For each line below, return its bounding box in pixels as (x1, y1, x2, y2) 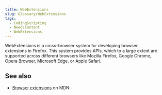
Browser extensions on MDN (12, 85, 69, 91)
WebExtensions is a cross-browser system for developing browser (5, 43, 138, 48)
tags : (5, 16, 16, 21)
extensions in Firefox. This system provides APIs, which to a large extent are (5, 48, 158, 54)
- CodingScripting (9, 20, 47, 26)
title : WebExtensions (5, 7, 49, 12)
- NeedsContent (9, 25, 40, 30)
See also (5, 72, 32, 80)
